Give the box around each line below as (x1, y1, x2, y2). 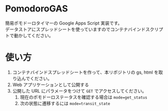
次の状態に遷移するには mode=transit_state (20, 100, 110, 106)
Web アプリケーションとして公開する (12, 82, 89, 88)
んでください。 (21, 75, 53, 81)
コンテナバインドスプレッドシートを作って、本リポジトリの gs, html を (12, 69, 159, 75)
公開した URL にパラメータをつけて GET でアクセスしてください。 (12, 88, 147, 94)
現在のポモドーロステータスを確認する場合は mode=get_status (20, 94, 147, 100)
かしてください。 (18, 32, 54, 38)
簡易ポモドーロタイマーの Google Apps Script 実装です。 (5, 20, 122, 26)
